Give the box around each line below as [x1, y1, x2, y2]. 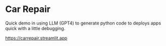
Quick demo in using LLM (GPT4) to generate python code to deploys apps [5, 20, 161, 26]
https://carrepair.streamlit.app [5, 35, 68, 41]
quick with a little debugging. [5, 25, 66, 31]
